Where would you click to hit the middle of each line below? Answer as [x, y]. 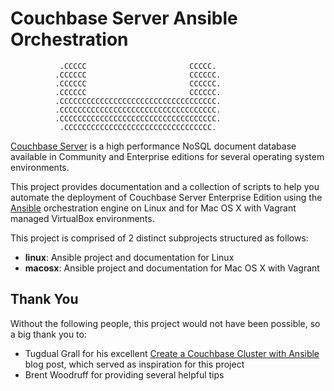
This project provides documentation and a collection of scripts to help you [165, 186]
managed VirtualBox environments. [82, 218]
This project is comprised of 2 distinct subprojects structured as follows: [159, 238]
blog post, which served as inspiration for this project [134, 364]
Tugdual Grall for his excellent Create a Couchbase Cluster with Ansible [172, 353]
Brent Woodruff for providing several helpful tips [124, 374]
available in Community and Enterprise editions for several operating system [167, 156]
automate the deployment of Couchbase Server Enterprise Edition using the [166, 197]
